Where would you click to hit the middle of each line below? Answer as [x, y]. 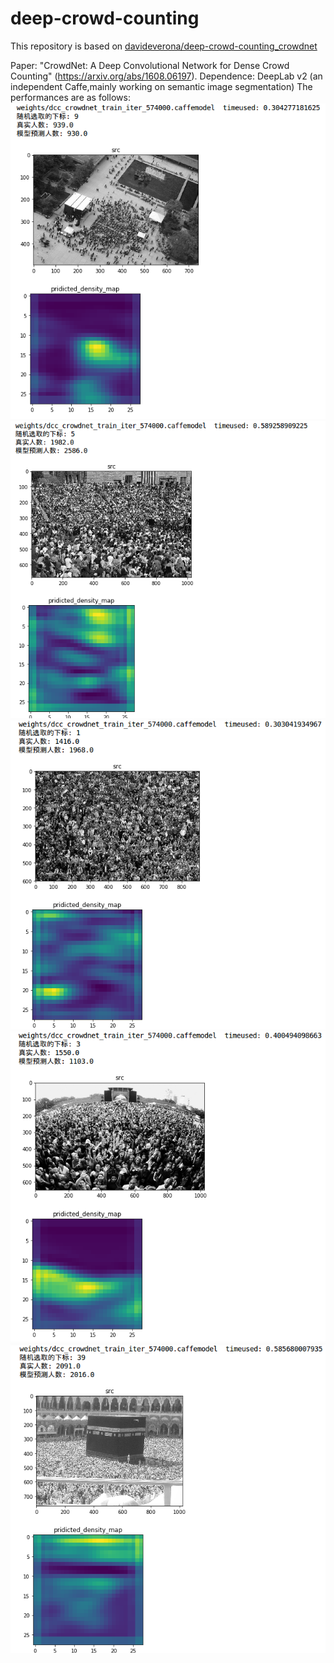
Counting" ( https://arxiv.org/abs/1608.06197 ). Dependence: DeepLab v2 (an [166, 76]
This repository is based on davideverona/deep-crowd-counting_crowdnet [164, 46]
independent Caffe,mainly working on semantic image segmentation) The [161, 86]
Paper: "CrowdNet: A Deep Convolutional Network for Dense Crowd [150, 65]
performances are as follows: [70, 97]
